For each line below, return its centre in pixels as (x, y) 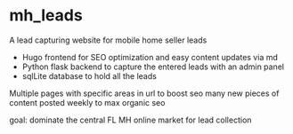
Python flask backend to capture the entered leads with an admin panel (153, 67)
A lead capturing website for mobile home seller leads (108, 40)
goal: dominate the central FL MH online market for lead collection (130, 120)
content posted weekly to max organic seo (87, 102)
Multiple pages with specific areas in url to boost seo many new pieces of (144, 93)
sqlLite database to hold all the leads (90, 75)
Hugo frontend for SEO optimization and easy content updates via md (150, 57)
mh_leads (46, 16)
